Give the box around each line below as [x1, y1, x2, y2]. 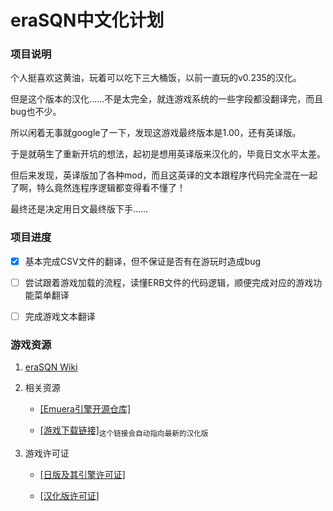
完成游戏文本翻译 [24, 310, 96, 322]
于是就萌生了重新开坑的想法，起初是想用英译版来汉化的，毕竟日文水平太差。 [10, 148, 326, 160]
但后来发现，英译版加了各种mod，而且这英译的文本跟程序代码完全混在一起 [10, 169, 318, 181]
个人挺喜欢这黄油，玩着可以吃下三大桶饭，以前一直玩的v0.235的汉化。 [10, 72, 302, 84]
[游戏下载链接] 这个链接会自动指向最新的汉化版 [39, 424, 209, 439]
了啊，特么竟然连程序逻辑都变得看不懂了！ [10, 182, 186, 194]
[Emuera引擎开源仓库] [39, 403, 132, 415]
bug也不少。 [10, 106, 62, 118]
